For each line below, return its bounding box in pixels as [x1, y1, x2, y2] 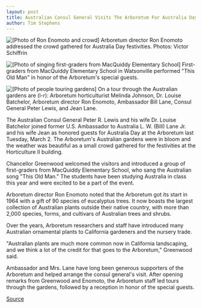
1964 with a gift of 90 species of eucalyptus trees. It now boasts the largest [6, 197, 194, 205]
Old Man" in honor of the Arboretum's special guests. [6, 74, 139, 81]
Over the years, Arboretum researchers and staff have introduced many [6, 222, 184, 229]
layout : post [6, 8, 39, 15]
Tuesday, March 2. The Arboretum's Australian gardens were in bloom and [6, 136, 191, 143]
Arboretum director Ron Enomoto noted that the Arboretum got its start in [6, 191, 188, 198]
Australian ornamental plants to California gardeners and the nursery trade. [6, 228, 192, 236]
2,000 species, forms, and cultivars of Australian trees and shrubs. [6, 210, 172, 218]
